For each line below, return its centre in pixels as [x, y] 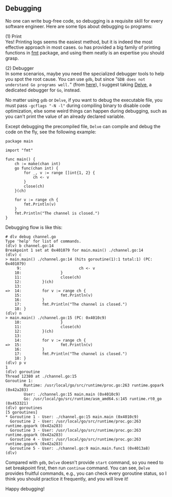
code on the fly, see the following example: [51, 132]
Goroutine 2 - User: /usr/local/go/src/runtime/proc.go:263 [75, 421]
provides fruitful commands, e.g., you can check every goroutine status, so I [86, 473]
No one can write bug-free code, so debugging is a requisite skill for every [84, 21]
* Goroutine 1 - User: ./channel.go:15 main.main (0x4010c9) [72, 417]
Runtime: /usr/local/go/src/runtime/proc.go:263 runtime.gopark [94, 385]
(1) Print [14, 36]
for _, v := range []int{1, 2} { [60, 173]
